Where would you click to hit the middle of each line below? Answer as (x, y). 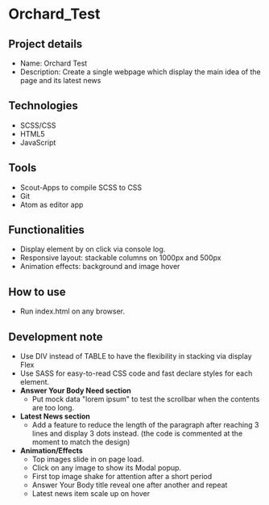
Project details (46, 44)
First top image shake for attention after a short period (122, 477)
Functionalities (46, 230)
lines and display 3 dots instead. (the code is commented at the (137, 434)
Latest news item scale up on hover (91, 494)
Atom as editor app (52, 204)
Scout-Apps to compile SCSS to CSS (81, 187)
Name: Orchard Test (54, 63)
